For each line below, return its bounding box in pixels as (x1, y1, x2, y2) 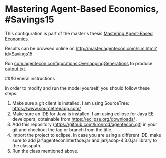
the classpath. (12, 142, 42, 148)
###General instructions (5, 75, 55, 81)
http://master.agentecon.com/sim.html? (75, 45, 157, 51)
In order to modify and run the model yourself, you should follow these (5, 85, 150, 91)
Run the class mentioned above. (12, 148, 79, 154)
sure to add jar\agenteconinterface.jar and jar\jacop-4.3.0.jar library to (12, 137, 157, 143)
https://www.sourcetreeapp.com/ (12, 105, 81, 111)
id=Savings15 (5, 51, 33, 57)
